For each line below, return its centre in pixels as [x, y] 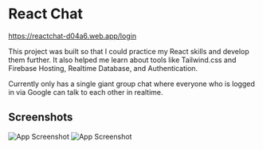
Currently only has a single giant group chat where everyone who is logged [131, 84]
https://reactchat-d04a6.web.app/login [73, 36]
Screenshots [41, 118]
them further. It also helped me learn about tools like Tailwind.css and [122, 60]
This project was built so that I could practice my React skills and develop [129, 51]
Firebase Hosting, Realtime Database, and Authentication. [103, 68]
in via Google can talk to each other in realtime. [86, 92]
